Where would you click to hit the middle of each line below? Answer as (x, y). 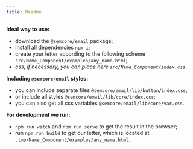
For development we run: (38, 114)
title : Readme (24, 12)
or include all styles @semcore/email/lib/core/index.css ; (85, 96)
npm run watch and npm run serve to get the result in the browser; (96, 126)
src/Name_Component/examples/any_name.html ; (71, 60)
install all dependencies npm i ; (52, 47)
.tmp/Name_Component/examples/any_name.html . (73, 139)
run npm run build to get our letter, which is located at (82, 133)
